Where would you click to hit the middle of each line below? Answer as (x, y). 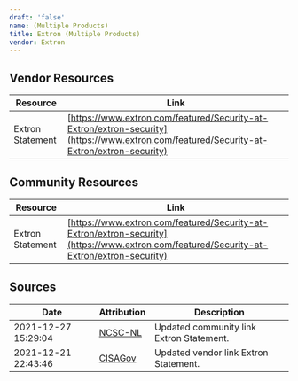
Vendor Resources (62, 78)
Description (220, 312)
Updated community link (205, 327)
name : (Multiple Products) (59, 26)
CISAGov (118, 358)
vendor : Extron (37, 42)
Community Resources (74, 183)
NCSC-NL (121, 332)
